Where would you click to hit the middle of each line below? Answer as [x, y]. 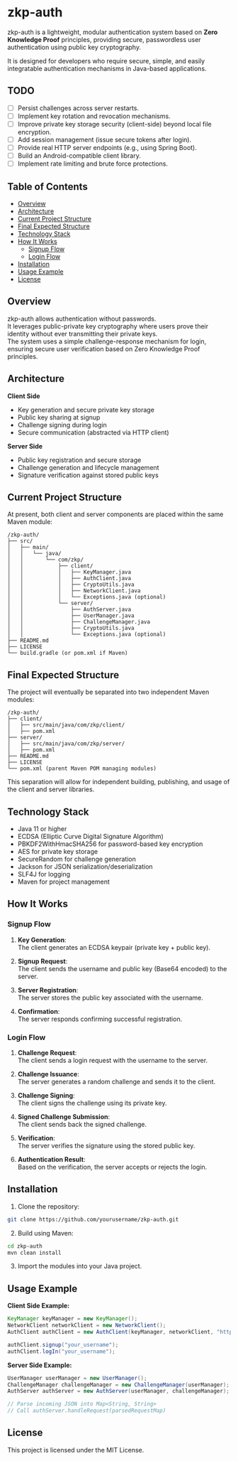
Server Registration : [48, 990]
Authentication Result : [51, 1160]
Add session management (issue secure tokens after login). [104, 139]
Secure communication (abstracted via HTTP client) [93, 432]
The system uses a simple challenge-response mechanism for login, [107, 341]
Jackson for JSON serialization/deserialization [85, 867]
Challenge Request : [47, 1053]
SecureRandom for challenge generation [77, 859]
